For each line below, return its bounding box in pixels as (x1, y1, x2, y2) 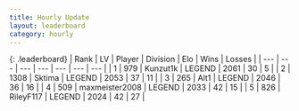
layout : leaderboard (9, 21, 87, 30)
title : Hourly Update (9, 12, 90, 22)
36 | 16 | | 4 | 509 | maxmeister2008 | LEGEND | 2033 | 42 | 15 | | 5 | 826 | (9, 82, 281, 93)
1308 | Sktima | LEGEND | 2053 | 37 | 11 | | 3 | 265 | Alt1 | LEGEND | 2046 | (9, 73, 281, 83)
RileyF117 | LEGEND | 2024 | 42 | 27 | (9, 91, 145, 102)
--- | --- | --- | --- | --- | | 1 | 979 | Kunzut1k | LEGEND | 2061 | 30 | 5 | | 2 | (19, 63, 291, 74)
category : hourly (9, 29, 74, 38)
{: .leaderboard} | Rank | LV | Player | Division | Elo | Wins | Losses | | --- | (9, 54, 279, 65)
